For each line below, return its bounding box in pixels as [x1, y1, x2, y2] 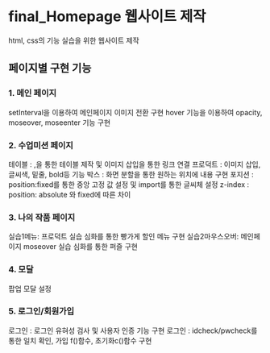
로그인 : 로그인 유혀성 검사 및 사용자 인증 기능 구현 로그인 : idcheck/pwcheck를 [8, 326, 258, 335]
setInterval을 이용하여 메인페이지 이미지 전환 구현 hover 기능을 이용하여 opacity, [8, 107, 263, 117]
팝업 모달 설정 [8, 284, 52, 293]
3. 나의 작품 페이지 [8, 211, 76, 222]
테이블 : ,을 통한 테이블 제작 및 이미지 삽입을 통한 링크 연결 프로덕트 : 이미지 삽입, [8, 159, 261, 169]
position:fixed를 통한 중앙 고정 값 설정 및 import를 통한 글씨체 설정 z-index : [8, 179, 250, 189]
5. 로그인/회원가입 [8, 305, 75, 317]
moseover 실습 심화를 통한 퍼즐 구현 [23, 242, 139, 251]
